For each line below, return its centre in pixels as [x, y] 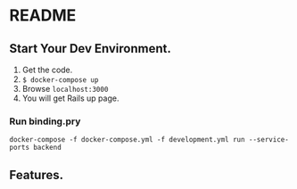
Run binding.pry [45, 121]
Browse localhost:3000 [65, 89]
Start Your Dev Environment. [90, 49]
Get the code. [47, 70]
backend [47, 148]
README [43, 16]
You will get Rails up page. [70, 98]
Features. [37, 175]
